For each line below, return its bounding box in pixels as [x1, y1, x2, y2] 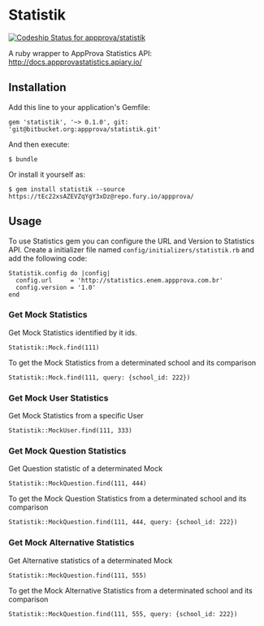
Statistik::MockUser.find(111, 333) [8, 427, 132, 435]
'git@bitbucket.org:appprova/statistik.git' [8, 125, 162, 134]
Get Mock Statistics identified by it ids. [8, 327, 137, 337]
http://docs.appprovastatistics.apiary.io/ [8, 57, 142, 67]
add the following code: [8, 253, 88, 263]
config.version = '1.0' [15, 283, 96, 291]
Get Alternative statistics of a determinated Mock [8, 555, 173, 565]
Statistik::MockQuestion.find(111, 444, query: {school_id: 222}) [8, 519, 238, 527]
